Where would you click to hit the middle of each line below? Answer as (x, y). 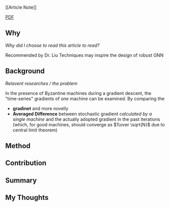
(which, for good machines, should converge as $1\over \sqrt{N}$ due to (89, 124)
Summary (21, 180)
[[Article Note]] (21, 7)
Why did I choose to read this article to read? (53, 45)
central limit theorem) (35, 130)
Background (25, 71)
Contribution (26, 163)
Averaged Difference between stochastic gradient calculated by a (82, 114)
